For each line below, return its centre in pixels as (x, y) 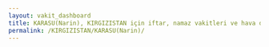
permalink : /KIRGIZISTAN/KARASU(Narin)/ (77, 30)
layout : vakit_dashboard (50, 16)
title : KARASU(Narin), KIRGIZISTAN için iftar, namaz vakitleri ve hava (132, 23)
